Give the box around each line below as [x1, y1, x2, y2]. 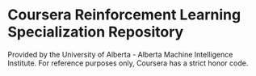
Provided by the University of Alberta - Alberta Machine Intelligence [7, 49, 233, 59]
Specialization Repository [7, 23, 184, 41]
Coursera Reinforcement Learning [7, 6, 241, 24]
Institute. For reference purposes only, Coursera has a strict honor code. [7, 58, 249, 68]
